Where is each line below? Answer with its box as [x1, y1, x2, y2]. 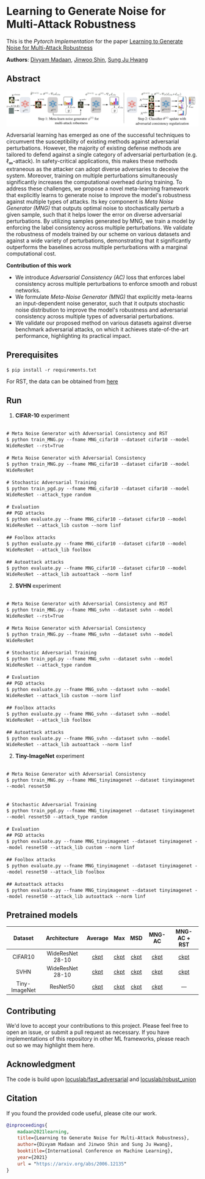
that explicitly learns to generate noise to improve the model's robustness [6, 192, 191, 199]
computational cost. [6, 250, 57, 258]
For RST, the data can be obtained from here [6, 378, 118, 385]
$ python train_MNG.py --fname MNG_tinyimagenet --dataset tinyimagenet [6, 777, 195, 783]
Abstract [6, 73, 41, 84]
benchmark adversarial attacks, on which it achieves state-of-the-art [15, 326, 189, 333]
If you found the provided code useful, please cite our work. [6, 1109, 157, 1117]
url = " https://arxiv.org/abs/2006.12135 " [17, 1161, 127, 1167]
